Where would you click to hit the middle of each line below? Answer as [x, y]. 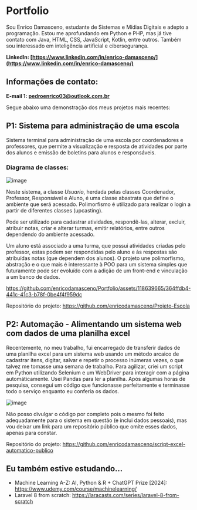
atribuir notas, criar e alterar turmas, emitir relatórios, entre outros [86, 228]
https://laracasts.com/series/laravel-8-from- [126, 495]
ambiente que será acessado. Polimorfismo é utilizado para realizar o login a [98, 204]
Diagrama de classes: [38, 167]
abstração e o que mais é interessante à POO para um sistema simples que [97, 264]
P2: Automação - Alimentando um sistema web [94, 324]
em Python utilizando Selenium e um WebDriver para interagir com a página [98, 372]
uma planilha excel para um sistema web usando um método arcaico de [93, 354]
